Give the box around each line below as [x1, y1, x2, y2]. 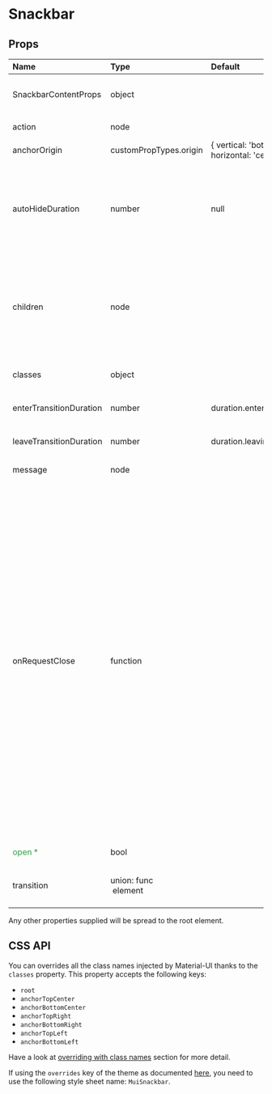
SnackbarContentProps [12, 89, 102, 100]
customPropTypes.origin [110, 145, 204, 155]
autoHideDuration [12, 203, 80, 214]
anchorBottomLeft [19, 1037, 79, 1046]
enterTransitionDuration [12, 402, 103, 413]
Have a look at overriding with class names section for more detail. [8, 1052, 231, 1062]
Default [210, 61, 240, 72]
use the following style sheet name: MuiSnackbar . [8, 1076, 171, 1086]
